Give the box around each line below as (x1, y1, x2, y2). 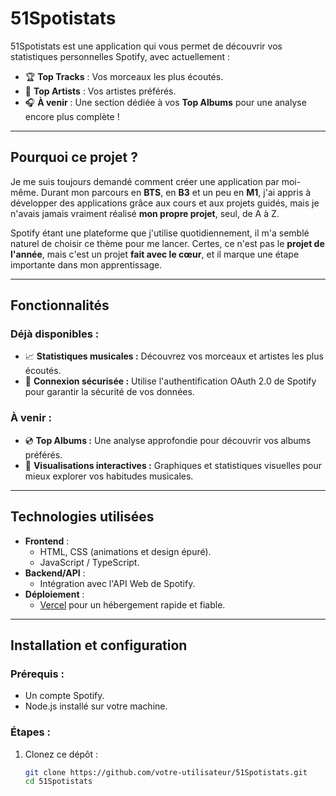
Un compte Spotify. (24, 690, 105, 702)
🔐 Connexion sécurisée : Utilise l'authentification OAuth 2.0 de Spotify (24, 375, 317, 387)
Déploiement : (24, 588, 85, 600)
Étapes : (10, 725, 52, 739)
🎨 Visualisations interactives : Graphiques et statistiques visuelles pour (24, 459, 322, 471)
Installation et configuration (10, 637, 188, 654)
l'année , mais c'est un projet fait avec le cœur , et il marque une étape (10, 248, 300, 260)
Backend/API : (24, 567, 86, 579)
